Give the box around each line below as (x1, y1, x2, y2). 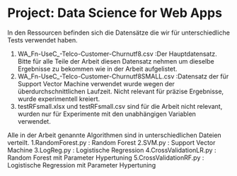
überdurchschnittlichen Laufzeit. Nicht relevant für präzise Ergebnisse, (17, 87, 224, 95)
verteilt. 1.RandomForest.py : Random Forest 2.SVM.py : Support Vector (7, 138, 216, 146)
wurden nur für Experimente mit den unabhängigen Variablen (17, 110, 197, 118)
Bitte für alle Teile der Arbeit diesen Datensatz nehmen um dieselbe (17, 57, 214, 65)
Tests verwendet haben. (7, 35, 78, 44)
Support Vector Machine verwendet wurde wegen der (17, 79, 175, 88)
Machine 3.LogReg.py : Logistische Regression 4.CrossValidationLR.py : (7, 146, 216, 154)
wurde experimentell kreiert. (17, 94, 100, 103)
